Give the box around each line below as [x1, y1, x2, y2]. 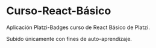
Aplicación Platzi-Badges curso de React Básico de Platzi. [6, 24, 151, 31]
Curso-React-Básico [6, 4, 111, 18]
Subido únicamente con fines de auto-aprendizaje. [6, 35, 133, 42]
